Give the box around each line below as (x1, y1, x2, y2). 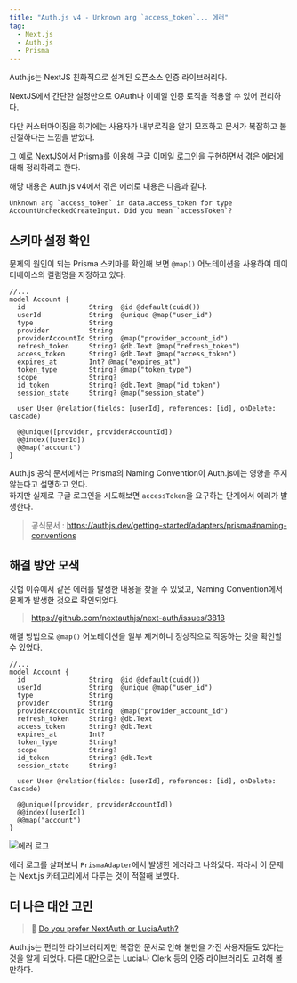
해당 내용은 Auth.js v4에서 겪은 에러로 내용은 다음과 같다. (9, 181, 207, 192)
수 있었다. (9, 642, 43, 652)
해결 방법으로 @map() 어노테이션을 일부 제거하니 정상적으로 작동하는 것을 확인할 (9, 630, 283, 642)
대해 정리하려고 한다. (9, 162, 81, 173)
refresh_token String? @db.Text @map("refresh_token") (17, 341, 241, 350)
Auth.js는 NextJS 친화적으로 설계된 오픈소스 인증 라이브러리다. (9, 72, 228, 83)
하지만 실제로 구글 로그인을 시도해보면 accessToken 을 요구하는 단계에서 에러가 (9, 489, 278, 500)
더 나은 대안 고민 (9, 899, 93, 914)
